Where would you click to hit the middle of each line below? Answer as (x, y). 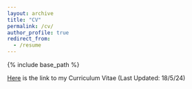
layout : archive (30, 13)
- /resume (27, 45)
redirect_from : (29, 39)
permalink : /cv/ (30, 26)
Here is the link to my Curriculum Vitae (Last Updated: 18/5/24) (96, 78)
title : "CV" (24, 20)
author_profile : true (38, 33)
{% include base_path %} (43, 65)
